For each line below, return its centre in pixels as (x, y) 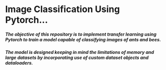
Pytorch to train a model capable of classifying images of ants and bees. (83, 39)
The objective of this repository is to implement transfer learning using (81, 34)
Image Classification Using (63, 9)
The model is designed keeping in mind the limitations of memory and (80, 52)
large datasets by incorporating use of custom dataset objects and (77, 58)
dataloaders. (19, 63)
